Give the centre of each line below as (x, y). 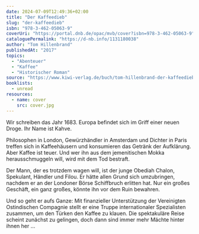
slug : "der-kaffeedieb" (36, 23)
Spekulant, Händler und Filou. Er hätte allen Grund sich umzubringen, (91, 177)
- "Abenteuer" (29, 61)
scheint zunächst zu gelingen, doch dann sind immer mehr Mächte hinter (95, 219)
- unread (22, 89)
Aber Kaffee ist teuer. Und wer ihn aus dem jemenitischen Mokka (85, 152)
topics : (16, 56)
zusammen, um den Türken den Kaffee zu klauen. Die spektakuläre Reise (95, 213)
